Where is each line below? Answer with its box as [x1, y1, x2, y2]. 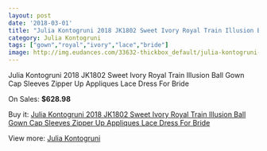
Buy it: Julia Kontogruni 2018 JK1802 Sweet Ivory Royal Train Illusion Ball [8, 110, 246, 119]
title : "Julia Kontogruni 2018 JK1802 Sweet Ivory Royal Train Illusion [8, 26, 254, 34]
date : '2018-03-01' [8, 19, 73, 27]
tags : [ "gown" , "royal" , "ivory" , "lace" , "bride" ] [8, 41, 169, 49]
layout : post [8, 11, 52, 20]
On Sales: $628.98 [8, 95, 72, 103]
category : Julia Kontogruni [8, 33, 102, 42]
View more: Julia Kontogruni [8, 134, 101, 143]
